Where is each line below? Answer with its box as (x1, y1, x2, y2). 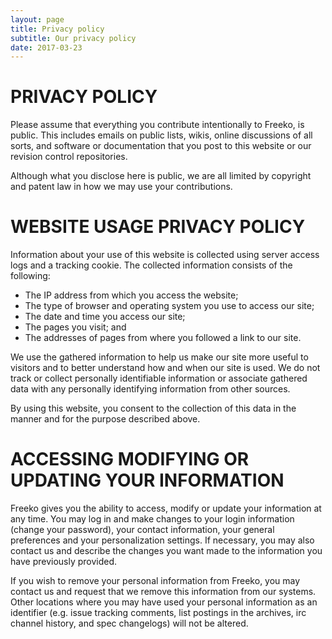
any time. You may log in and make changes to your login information (10, 513, 295, 525)
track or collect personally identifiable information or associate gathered (10, 372, 308, 385)
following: (10, 270, 51, 282)
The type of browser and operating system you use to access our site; (24, 300, 315, 312)
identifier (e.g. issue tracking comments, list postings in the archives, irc (10, 607, 307, 619)
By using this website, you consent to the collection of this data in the (10, 402, 297, 415)
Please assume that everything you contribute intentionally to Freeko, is (10, 119, 305, 131)
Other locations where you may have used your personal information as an (10, 596, 318, 608)
